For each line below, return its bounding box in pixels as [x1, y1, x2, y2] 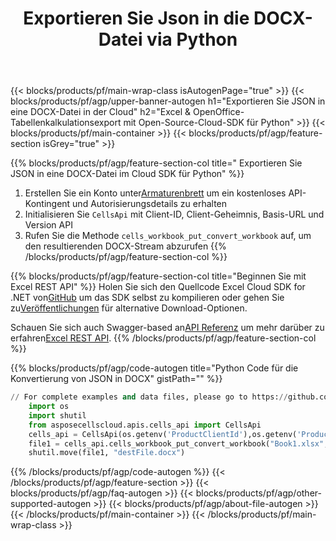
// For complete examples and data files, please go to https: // [10, 392, 288, 402]
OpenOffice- [192, 106, 245, 118]
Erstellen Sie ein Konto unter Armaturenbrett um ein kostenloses [24, 187, 287, 199]
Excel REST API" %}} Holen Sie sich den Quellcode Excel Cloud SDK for [10, 281, 306, 293]
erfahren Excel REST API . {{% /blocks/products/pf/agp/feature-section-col [10, 332, 317, 344]
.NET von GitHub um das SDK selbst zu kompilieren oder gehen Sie [10, 292, 285, 304]
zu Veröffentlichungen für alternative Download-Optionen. [10, 302, 248, 314]
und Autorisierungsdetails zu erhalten [72, 198, 228, 210]
